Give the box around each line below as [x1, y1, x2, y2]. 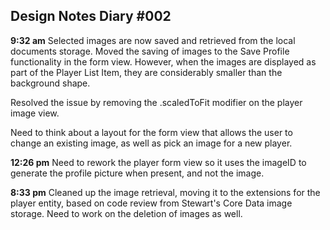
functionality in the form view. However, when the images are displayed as [10, 55, 317, 68]
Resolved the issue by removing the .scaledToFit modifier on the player [10, 96, 303, 108]
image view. [10, 107, 60, 119]
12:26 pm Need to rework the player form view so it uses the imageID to [10, 156, 307, 168]
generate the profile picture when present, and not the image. [10, 167, 265, 179]
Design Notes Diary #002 [10, 8, 172, 25]
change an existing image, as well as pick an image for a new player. [10, 137, 293, 149]
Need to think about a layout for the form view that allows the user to [10, 126, 293, 138]
